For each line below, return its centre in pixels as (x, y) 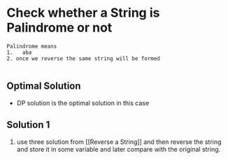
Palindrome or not (59, 28)
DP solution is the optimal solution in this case (83, 103)
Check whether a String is (83, 13)
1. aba (19, 52)
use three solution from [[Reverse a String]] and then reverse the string (119, 142)
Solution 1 (28, 125)
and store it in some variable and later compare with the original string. (119, 149)
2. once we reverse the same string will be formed (83, 58)
